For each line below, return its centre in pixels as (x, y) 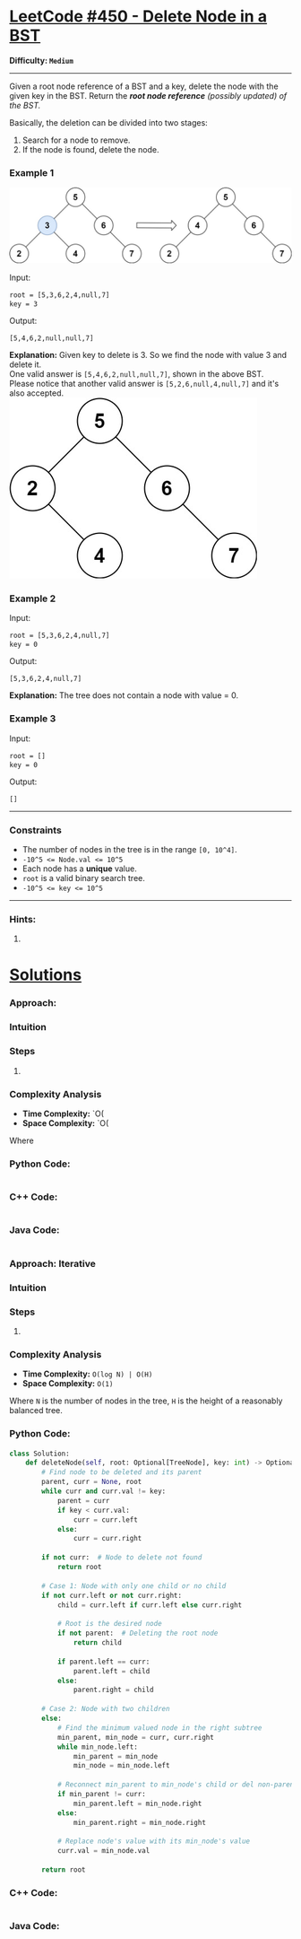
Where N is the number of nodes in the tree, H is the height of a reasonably (146, 1401)
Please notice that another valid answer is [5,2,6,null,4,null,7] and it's (144, 384)
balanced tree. (36, 1411)
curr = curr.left (106, 1520)
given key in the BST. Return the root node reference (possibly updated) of (148, 95)
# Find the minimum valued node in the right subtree (159, 1728)
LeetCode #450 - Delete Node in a (138, 17)
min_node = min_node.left (121, 1766)
